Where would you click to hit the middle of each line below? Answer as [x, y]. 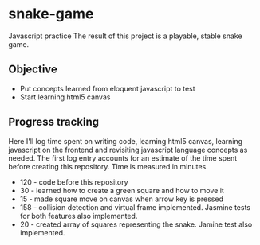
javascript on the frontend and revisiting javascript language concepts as [128, 150]
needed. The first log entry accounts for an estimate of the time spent [123, 158]
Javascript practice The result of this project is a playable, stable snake [125, 36]
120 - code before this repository [74, 182]
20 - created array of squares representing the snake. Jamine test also [136, 224]
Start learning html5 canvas [65, 97]
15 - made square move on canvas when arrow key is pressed [121, 199]
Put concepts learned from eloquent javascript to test [107, 88]
